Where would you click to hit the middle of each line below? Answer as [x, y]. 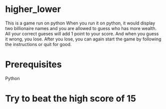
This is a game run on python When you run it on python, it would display [80, 23]
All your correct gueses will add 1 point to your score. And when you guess [82, 33]
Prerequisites [34, 65]
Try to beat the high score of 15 [71, 99]
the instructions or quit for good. [38, 44]
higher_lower [33, 9]
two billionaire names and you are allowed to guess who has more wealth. [81, 28]
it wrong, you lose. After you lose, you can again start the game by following [83, 39]
